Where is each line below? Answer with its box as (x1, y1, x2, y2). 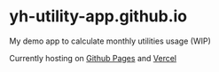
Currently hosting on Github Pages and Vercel (9, 52, 177, 63)
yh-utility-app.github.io (9, 6, 188, 27)
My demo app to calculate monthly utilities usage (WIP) (9, 36, 211, 46)
